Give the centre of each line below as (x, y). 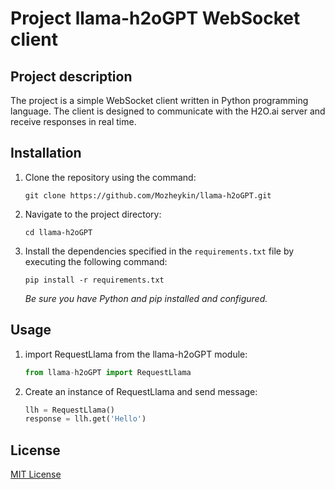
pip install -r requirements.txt (94, 280)
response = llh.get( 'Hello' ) (85, 419)
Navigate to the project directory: (93, 214)
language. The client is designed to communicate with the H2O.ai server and (168, 111)
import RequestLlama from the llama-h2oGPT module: (136, 354)
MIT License (36, 474)
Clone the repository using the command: (110, 177)
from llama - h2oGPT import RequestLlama (108, 372)
